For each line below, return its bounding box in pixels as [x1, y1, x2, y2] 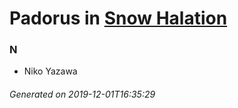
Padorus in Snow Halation [9, 7, 228, 30]
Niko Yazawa [23, 65, 78, 77]
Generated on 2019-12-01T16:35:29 [9, 88, 156, 101]
